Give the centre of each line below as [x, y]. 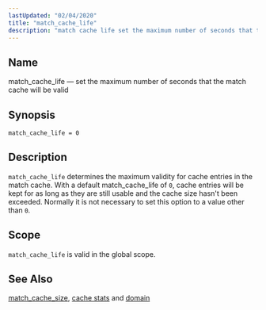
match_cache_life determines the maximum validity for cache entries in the [131, 176]
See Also [30, 279]
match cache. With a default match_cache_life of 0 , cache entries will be [126, 185]
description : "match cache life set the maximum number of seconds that [131, 30]
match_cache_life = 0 [44, 133]
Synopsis [32, 115]
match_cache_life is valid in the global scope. [82, 254]
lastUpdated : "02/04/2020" [53, 15]
